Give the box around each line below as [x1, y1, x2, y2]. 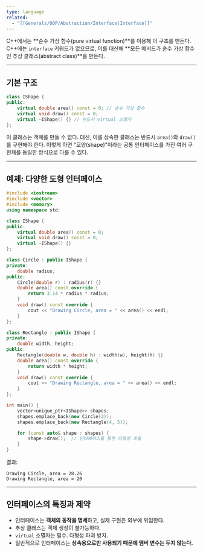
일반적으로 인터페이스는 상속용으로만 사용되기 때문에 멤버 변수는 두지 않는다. [14, 539, 193, 547]
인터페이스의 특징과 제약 [6, 499, 91, 510]
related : [6, 14, 28, 21]
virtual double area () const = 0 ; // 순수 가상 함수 [17, 105, 145, 111]
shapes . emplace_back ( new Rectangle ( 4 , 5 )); [17, 419, 129, 425]
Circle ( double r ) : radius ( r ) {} [17, 279, 101, 286]
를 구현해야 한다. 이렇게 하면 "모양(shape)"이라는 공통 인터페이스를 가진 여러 [6, 141, 187, 149]
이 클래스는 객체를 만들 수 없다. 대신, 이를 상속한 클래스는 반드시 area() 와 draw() [6, 133, 196, 141]
